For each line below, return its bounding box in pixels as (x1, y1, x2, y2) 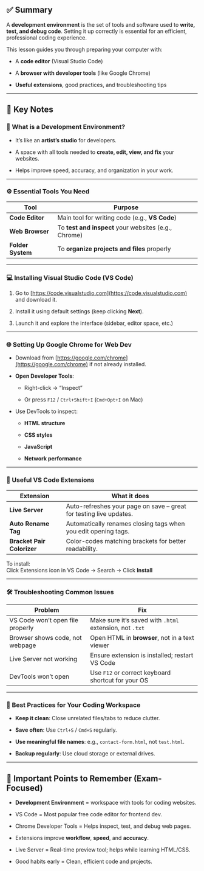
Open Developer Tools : (15, 372, 75, 380)
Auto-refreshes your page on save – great (66, 502, 186, 510)
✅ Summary (6, 5, 53, 15)
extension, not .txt (90, 623, 144, 632)
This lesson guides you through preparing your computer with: (6, 46, 163, 53)
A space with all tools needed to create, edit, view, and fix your (15, 148, 174, 156)
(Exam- (133, 773, 162, 783)
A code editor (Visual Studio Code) (15, 57, 103, 64)
